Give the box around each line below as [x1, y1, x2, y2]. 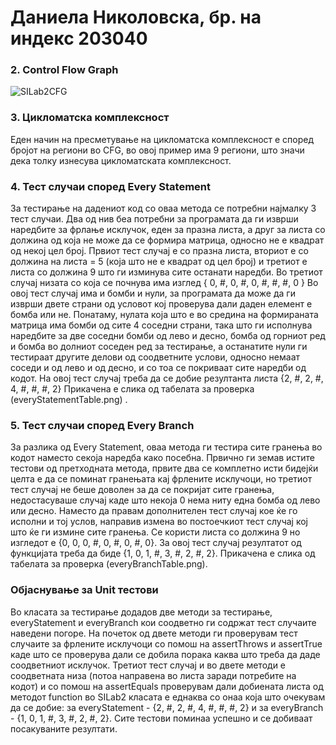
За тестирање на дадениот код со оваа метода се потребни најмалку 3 [10, 202, 317, 215]
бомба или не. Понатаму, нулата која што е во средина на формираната [10, 309, 319, 321]
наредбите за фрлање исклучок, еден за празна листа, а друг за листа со [10, 224, 326, 236]
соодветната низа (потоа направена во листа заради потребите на [10, 669, 297, 681]
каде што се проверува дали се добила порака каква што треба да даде [10, 648, 321, 660]
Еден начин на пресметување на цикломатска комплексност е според [10, 133, 315, 145]
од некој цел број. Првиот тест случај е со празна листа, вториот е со [10, 245, 309, 257]
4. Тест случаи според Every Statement [10, 179, 212, 193]
